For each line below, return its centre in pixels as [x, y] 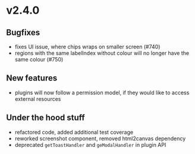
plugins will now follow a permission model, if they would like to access [102, 93]
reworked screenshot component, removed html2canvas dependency [100, 138]
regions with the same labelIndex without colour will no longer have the [102, 53]
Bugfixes [23, 33]
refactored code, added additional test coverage [74, 132]
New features [32, 78]
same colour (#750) [39, 59]
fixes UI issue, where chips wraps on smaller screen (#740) [87, 47]
